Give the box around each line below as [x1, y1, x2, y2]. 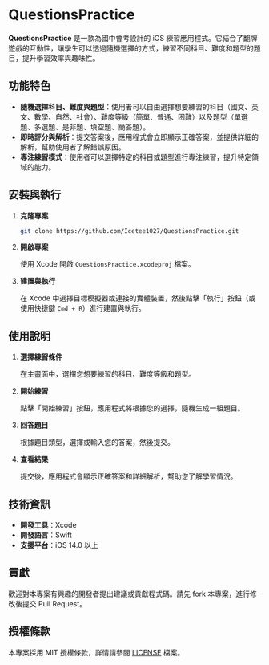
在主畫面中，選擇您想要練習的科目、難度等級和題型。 [19, 369, 196, 379]
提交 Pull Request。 [22, 598, 86, 608]
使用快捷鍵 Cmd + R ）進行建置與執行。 [19, 304, 146, 313]
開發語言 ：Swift [19, 530, 72, 540]
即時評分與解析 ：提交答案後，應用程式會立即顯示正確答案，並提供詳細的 [19, 132, 259, 141]
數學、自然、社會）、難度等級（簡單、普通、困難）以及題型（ [34, 112, 235, 121]
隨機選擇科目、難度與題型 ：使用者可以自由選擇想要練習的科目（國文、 [19, 102, 252, 112]
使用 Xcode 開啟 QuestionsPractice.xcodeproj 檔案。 [19, 259, 196, 269]
